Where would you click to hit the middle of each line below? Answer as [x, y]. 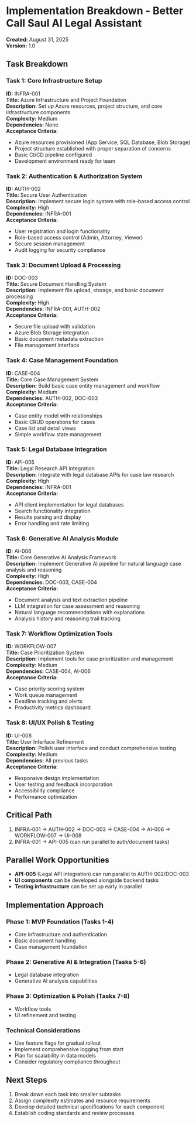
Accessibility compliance [44, 790]
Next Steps [27, 1080]
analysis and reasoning [34, 570]
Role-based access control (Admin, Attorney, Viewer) [79, 237]
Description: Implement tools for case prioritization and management [90, 659]
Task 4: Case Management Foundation [62, 360]
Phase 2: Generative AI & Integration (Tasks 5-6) [76, 962]
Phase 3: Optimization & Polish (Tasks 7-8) [68, 996]
